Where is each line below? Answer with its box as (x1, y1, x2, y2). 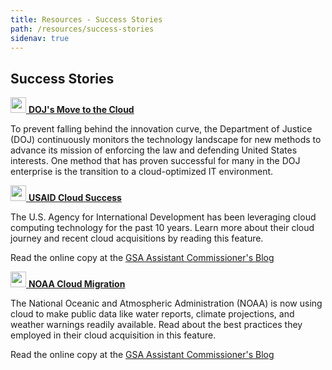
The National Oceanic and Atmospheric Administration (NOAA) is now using (10, 297, 323, 310)
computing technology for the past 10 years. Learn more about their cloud (10, 222, 315, 234)
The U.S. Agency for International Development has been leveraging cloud (10, 211, 317, 223)
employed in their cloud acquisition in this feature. (10, 329, 217, 341)
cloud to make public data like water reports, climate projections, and (10, 308, 295, 320)
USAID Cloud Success (28, 192, 122, 204)
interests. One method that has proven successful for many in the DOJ (10, 155, 301, 167)
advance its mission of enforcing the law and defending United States (10, 144, 298, 156)
